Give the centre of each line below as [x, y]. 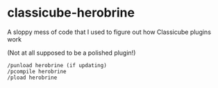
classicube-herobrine [71, 13]
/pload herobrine [32, 78]
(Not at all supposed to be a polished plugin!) [72, 53]
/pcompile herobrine [37, 71]
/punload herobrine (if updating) [57, 65]
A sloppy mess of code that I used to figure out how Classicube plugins [109, 32]
